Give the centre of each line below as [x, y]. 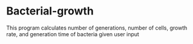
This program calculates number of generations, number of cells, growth [97, 28]
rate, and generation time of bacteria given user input [73, 34]
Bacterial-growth [50, 11]
